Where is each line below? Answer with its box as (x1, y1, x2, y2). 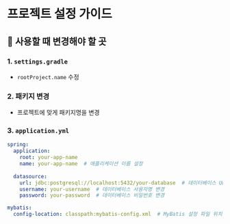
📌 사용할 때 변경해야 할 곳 (7, 36, 107, 47)
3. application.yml (7, 126, 70, 135)
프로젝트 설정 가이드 (7, 6, 113, 22)
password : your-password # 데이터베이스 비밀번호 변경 (19, 192, 165, 199)
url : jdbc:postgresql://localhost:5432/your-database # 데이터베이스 (19, 179, 217, 186)
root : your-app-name (19, 154, 78, 161)
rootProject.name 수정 (16, 72, 80, 81)
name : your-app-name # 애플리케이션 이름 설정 (19, 160, 144, 167)
